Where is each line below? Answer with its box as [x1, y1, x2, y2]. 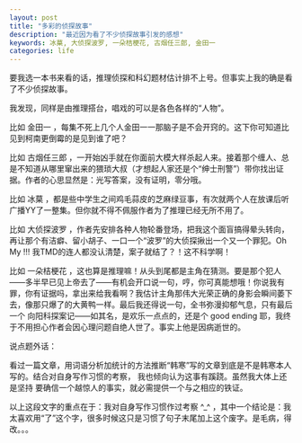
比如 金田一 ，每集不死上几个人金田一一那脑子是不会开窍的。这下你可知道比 [9, 122, 289, 133]
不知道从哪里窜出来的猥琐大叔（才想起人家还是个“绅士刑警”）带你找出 [16, 164, 277, 174]
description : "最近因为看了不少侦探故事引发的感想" [9, 30, 184, 39]
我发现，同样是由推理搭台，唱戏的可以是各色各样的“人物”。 [9, 102, 229, 113]
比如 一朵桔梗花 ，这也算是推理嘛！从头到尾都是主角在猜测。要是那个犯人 [9, 266, 281, 277]
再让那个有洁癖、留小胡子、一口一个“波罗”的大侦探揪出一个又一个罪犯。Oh [9, 235, 288, 246]
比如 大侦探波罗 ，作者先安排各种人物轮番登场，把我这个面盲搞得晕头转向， [9, 224, 289, 235]
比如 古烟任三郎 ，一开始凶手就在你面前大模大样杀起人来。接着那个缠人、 [9, 152, 281, 163]
